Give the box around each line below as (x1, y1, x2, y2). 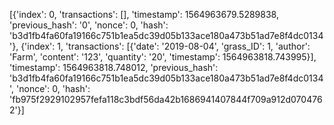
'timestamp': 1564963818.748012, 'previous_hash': (9, 62, 219, 73)
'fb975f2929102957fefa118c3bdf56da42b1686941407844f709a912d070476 (9, 94, 323, 105)
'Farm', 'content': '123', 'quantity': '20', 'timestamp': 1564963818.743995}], (9, 51, 317, 63)
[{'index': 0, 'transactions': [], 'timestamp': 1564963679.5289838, (9, 9, 279, 20)
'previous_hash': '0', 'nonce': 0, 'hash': (9, 19, 169, 31)
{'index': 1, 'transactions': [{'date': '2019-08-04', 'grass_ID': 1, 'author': (20, 40, 311, 52)
